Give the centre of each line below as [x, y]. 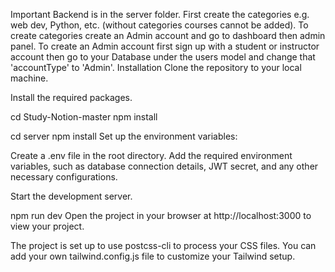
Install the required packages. [71, 97]
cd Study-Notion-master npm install [84, 117]
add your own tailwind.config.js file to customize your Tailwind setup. [153, 256]
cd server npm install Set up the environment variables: [124, 136]
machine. [29, 78]
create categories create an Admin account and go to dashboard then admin [168, 35]
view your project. [47, 226]
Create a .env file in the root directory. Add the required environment [151, 155]
